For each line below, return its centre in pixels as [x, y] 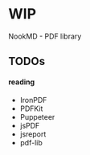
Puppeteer [37, 116]
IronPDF [33, 100]
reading [22, 82]
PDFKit [31, 108]
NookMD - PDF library [45, 36]
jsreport [33, 134]
